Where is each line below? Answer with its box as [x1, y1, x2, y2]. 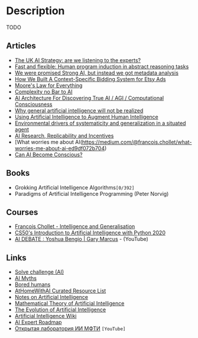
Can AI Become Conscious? [14, 151, 83, 158]
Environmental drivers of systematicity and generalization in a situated [14, 120, 186, 127]
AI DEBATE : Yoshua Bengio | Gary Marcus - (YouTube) [14, 236, 149, 243]
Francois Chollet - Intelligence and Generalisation [14, 223, 135, 230]
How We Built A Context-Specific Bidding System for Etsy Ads [14, 75, 166, 82]
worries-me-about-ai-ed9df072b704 [14, 144, 105, 152]
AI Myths [14, 275, 37, 282]
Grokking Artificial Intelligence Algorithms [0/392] [14, 184, 135, 191]
